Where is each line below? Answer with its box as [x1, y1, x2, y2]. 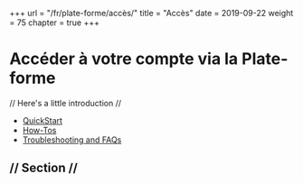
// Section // [9, 160, 79, 176]
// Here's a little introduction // [9, 97, 122, 108]
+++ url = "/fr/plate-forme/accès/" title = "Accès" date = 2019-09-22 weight [9, 8, 294, 18]
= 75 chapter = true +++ [9, 17, 99, 28]
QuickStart [22, 114, 63, 125]
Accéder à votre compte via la [9, 49, 239, 69]
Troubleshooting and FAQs [22, 134, 122, 145]
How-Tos [22, 124, 57, 135]
